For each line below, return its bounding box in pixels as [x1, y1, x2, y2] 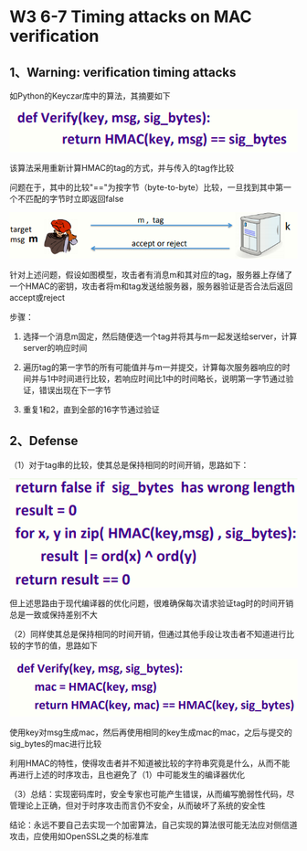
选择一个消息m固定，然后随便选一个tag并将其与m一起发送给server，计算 [22, 331, 298, 342]
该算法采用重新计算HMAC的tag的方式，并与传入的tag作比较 [9, 163, 235, 174]
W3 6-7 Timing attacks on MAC [9, 6, 252, 27]
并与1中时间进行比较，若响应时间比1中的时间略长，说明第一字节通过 [30, 373, 286, 385]
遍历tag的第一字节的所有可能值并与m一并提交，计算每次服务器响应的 [22, 362, 283, 373]
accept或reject [9, 293, 66, 303]
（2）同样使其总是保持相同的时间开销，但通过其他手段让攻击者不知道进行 [9, 628, 287, 639]
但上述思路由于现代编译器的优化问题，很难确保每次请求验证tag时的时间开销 [9, 597, 294, 609]
